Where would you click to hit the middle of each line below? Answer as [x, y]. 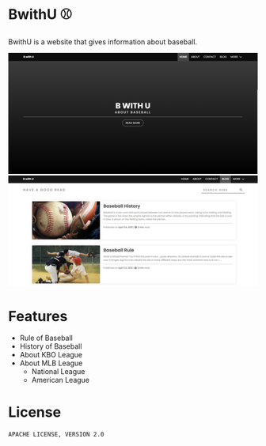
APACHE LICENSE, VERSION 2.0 [56, 435]
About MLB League [51, 363]
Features [38, 316]
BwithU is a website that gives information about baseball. [103, 42]
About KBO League [51, 355]
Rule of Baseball [46, 338]
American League [60, 380]
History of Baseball [51, 346]
